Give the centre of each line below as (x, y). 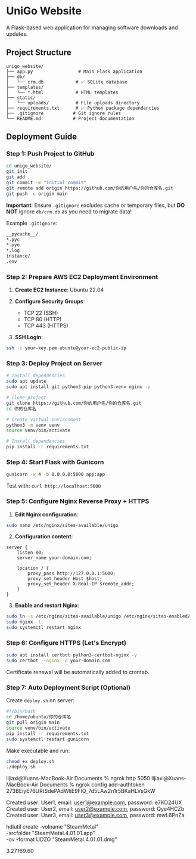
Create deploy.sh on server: (41, 700)
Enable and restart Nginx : (47, 606)
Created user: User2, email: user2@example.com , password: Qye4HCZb (95, 809)
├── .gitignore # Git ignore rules (63, 113)
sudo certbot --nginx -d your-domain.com (58, 661)
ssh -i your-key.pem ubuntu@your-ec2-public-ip (66, 348)
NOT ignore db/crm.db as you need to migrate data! (69, 211)
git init (17, 172)
